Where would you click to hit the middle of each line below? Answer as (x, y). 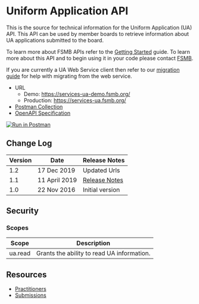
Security (22, 211)
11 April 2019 (57, 180)
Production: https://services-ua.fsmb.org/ (75, 100)
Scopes (17, 228)
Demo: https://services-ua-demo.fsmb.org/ (77, 94)
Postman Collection (39, 106)
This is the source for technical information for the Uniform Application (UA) (99, 27)
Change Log (29, 144)
